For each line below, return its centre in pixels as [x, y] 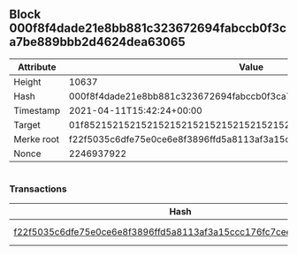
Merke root [37, 139]
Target [27, 124]
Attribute [37, 67]
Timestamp [37, 110]
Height [27, 81]
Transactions [38, 189]
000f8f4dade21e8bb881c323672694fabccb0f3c [148, 29]
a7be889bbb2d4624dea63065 [97, 42]
